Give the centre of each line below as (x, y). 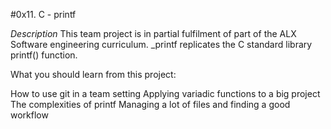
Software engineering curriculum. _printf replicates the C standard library (161, 44)
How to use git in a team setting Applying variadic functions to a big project (165, 93)
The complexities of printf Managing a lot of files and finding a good (150, 104)
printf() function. (44, 55)
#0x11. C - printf (43, 14)
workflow (29, 115)
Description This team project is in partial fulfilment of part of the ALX (153, 33)
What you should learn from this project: (93, 74)
